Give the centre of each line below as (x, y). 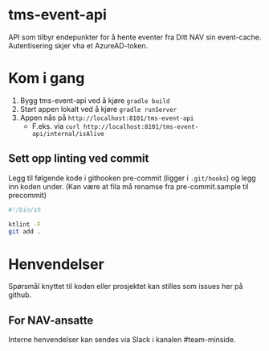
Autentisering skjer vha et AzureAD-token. (78, 45)
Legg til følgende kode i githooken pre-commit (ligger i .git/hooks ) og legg (132, 178)
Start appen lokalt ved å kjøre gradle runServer (98, 109)
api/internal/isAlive (68, 134)
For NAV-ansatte (51, 320)
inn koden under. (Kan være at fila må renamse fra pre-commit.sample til (128, 186)
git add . (25, 232)
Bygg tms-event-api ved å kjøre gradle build (95, 100)
